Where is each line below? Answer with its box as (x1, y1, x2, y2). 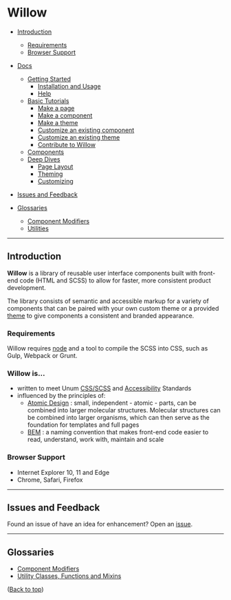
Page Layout (37, 162, 74, 170)
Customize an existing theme (37, 133, 120, 142)
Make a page (37, 104, 75, 112)
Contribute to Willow (37, 140, 96, 148)
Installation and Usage (37, 82, 101, 90)
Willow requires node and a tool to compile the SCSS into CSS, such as (7, 344, 208, 353)
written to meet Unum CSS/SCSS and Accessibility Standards (16, 384, 192, 392)
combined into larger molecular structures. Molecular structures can (27, 406, 221, 414)
